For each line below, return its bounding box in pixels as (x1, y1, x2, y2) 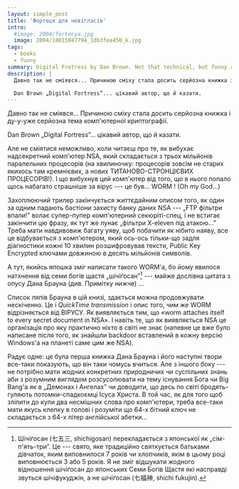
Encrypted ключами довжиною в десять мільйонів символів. (7, 249, 192, 257)
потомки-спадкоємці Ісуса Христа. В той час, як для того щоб (33, 390, 223, 398)
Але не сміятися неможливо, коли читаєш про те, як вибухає (7, 144, 194, 153)
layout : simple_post (7, 10, 69, 18)
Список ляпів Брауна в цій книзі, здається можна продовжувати (7, 293, 204, 302)
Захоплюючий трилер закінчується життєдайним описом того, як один (7, 196, 224, 205)
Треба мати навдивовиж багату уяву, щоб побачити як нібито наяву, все (7, 226, 229, 235)
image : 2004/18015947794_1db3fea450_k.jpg (14, 37, 142, 44)
